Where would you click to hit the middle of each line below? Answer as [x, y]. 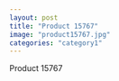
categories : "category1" [56, 43]
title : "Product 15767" [54, 26]
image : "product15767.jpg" [60, 34]
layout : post [34, 18]
